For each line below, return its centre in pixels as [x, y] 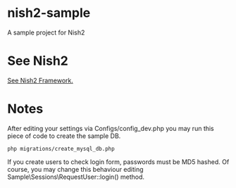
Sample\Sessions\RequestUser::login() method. [76, 177]
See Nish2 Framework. [41, 80]
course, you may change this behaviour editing [75, 169]
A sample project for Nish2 [46, 32]
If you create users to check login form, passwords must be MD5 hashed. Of [118, 162]
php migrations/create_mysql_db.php [61, 149]
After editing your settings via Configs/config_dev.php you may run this [111, 128]
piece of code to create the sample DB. [64, 136]
